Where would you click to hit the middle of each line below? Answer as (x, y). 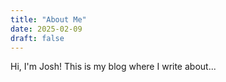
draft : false (37, 38)
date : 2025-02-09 (46, 29)
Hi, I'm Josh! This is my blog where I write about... (113, 67)
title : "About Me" (48, 19)
